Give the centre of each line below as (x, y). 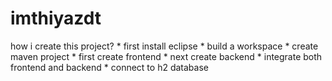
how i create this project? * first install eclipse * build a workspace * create (164, 46)
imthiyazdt (56, 18)
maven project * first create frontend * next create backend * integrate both (166, 56)
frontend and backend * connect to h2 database (109, 67)
